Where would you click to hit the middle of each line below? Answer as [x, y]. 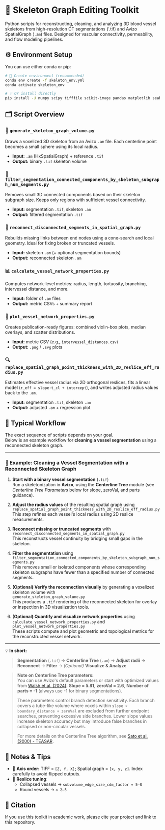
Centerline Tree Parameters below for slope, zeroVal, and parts [76, 490]
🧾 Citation [20, 805]
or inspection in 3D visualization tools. [51, 607]
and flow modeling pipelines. [34, 39]
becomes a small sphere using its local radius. [52, 147]
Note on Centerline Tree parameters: [55, 675]
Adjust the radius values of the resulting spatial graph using [73, 505]
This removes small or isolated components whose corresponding [79, 567]
